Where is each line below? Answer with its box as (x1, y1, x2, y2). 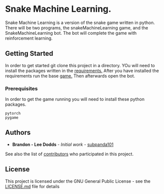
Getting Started (5, 49, 54, 58)
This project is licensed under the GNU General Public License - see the (5, 178, 151, 184)
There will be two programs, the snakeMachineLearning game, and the (5, 24, 148, 30)
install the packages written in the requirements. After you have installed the (5, 68, 159, 73)
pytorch (5, 111, 21, 116)
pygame (5, 115, 19, 121)
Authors (5, 128, 31, 137)
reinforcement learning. (5, 35, 53, 41)
